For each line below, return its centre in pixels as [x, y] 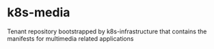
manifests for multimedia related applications [70, 38]
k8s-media [39, 13]
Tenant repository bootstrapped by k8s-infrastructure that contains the [107, 31]
